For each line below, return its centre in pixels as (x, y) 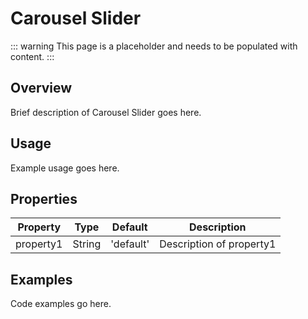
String (87, 244)
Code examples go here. (61, 304)
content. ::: (32, 56)
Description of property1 (218, 244)
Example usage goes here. (65, 168)
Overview (41, 88)
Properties (44, 198)
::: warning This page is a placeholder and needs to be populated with (154, 46)
